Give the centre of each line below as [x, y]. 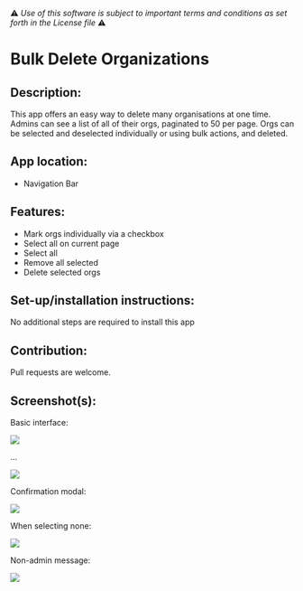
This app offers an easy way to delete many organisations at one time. [141, 114]
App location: [49, 162]
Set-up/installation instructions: [102, 300]
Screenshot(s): [54, 401]
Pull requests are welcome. [60, 372]
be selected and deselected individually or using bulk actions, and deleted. [149, 133]
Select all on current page [71, 243]
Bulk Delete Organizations [110, 59]
